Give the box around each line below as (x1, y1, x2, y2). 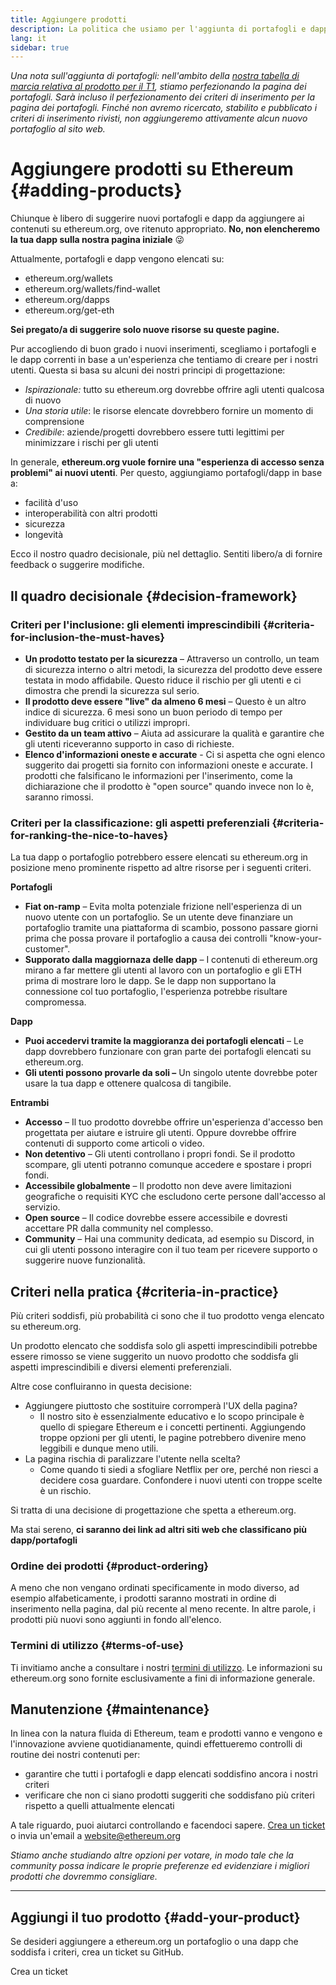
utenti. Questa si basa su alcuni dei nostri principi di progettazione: (10, 364, 286, 376)
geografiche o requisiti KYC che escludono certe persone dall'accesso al (24, 1191, 326, 1203)
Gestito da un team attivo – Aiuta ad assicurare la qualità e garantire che (24, 727, 325, 739)
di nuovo (24, 394, 62, 406)
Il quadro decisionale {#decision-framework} (10, 587, 298, 605)
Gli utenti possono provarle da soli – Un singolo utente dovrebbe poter (24, 1067, 318, 1079)
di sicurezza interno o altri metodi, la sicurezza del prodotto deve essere (24, 663, 323, 675)
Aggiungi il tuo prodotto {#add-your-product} (10, 1909, 301, 1926)
